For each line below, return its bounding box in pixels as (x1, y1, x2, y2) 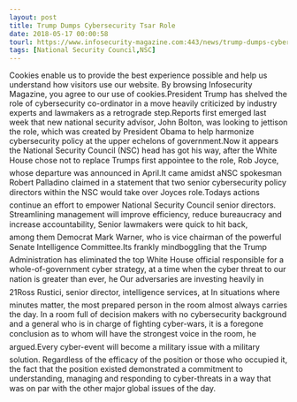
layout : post (9, 12, 57, 22)
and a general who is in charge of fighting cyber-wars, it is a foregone (9, 319, 263, 330)
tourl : (9, 37, 34, 47)
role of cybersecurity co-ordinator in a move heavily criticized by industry (9, 98, 278, 109)
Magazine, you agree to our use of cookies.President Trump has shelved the (9, 89, 287, 100)
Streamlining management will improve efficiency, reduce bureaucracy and (9, 209, 283, 220)
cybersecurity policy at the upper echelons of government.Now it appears (9, 136, 279, 147)
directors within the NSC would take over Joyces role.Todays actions (9, 187, 261, 198)
